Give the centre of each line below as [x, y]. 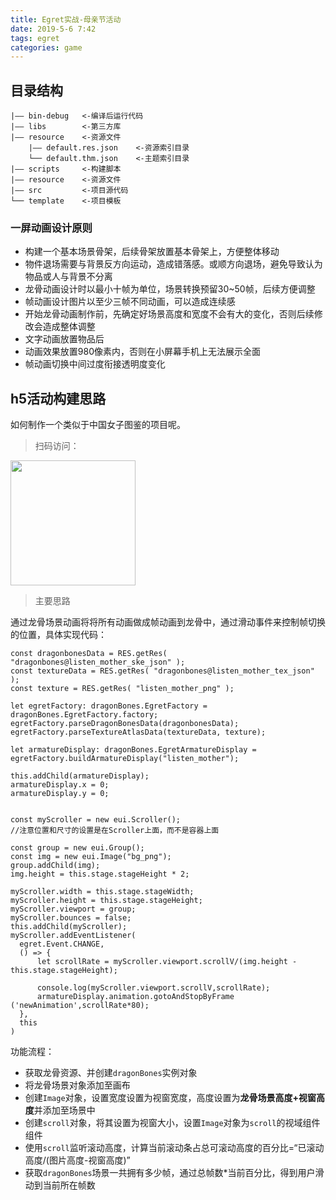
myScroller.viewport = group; [73, 909]
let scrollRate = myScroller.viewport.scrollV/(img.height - [167, 962]
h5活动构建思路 [58, 398]
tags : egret [35, 38]
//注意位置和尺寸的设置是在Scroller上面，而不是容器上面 [115, 831]
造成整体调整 [69, 327]
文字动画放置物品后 [64, 339]
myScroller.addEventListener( [73, 936]
